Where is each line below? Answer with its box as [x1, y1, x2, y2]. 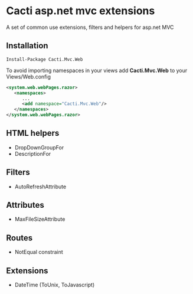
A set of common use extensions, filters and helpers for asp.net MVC [6, 24, 174, 31]
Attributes [6, 200, 44, 210]
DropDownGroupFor [14, 143, 64, 151]
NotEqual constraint [14, 249, 63, 256]
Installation [6, 41, 48, 51]
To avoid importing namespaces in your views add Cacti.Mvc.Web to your [6, 67, 188, 74]
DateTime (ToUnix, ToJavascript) [14, 282, 95, 289]
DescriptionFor [14, 150, 51, 157]
